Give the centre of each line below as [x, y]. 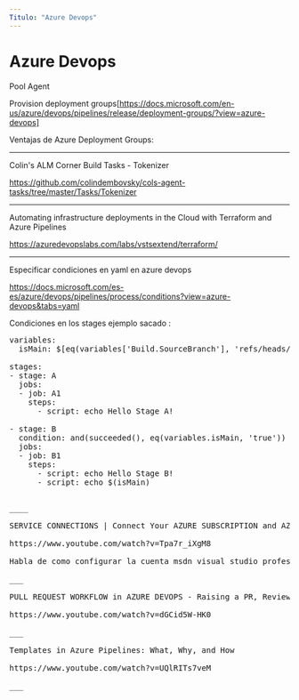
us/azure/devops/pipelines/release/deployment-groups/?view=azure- [137, 113]
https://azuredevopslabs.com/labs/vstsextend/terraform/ [113, 244]
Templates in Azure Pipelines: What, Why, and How [122, 650]
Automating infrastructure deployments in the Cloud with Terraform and [141, 217]
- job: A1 [40, 393]
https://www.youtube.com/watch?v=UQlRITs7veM [110, 668]
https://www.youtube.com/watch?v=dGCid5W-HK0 [110, 614]
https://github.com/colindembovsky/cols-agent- [97, 182]
